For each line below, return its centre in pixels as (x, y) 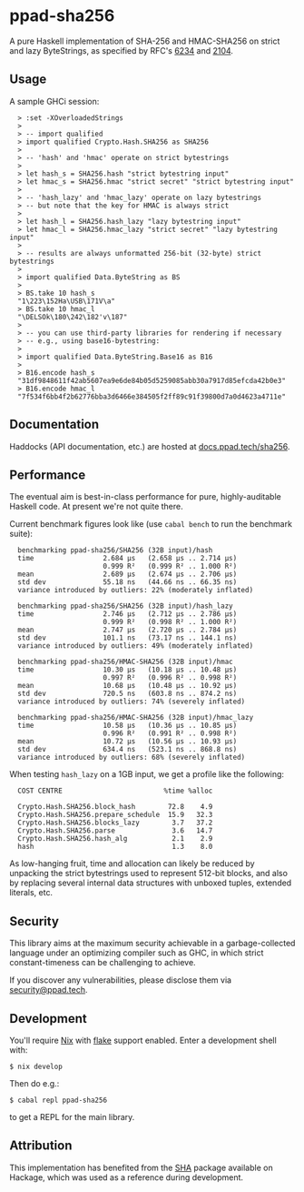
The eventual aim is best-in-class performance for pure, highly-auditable (145, 497)
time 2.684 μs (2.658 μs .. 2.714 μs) (127, 559)
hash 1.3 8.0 (115, 847)
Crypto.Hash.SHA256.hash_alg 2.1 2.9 (115, 839)
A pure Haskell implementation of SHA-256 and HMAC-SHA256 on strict (145, 41)
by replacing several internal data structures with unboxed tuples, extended (151, 883)
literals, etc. (31, 893)
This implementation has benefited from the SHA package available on (142, 1167)
